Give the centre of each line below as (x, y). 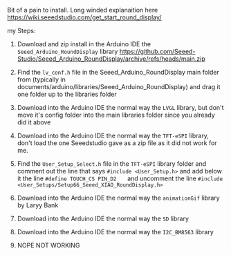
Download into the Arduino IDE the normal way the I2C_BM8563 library (115, 232)
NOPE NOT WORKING (48, 245)
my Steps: (21, 31)
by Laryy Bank (38, 205)
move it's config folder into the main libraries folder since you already (116, 115)
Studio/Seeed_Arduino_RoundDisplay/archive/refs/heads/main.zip (111, 59)
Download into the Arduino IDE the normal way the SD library (103, 218)
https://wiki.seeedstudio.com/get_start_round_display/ (84, 17)
